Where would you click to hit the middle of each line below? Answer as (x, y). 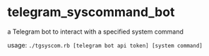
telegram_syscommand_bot (91, 12)
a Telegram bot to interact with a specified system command (95, 31)
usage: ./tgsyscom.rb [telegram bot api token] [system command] (105, 45)
